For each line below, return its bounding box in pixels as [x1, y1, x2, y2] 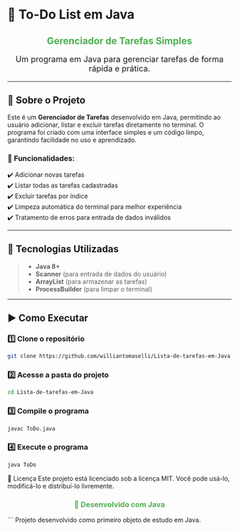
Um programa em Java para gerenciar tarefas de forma [15, 53, 224, 64]
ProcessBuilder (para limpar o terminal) [35, 284, 153, 293]
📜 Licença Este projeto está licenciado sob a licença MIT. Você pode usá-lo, [7, 474, 230, 483]
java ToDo [7, 461, 37, 468]
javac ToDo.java [7, 425, 55, 432]
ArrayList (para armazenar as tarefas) [35, 277, 147, 286]
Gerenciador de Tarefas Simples [46, 35, 193, 47]
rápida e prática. [88, 63, 151, 73]
